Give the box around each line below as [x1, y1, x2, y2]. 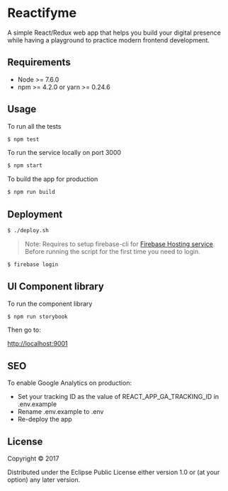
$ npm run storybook [7, 313, 69, 320]
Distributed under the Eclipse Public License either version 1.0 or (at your [7, 468, 220, 477]
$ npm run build [7, 189, 55, 196]
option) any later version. [7, 475, 80, 484]
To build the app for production [7, 175, 98, 183]
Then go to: [7, 325, 41, 334]
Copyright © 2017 [7, 454, 59, 463]
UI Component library [7, 281, 104, 293]
